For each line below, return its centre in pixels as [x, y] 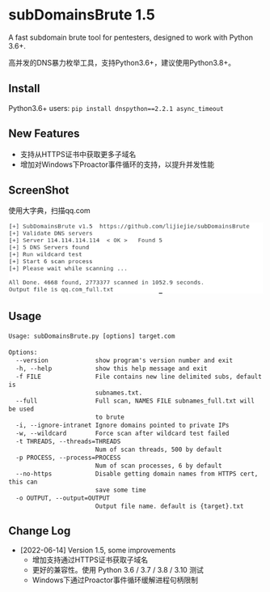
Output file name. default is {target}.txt [169, 506]
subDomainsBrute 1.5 [82, 15]
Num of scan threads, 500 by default [158, 449]
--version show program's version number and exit [124, 360]
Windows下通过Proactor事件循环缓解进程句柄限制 [115, 580]
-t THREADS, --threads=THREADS [68, 441]
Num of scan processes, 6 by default [158, 466]
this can [23, 482]
